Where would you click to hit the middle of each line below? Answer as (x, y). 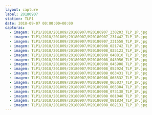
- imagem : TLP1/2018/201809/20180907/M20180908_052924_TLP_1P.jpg (78, 69)
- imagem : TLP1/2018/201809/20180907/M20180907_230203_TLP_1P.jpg (78, 32)
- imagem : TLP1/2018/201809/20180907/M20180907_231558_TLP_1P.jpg (78, 42)
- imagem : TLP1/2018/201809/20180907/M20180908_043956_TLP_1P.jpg (78, 60)
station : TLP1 (20, 19)
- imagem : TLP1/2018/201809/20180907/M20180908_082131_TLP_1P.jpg (78, 105)
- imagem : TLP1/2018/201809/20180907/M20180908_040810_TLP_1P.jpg (78, 55)
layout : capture (22, 10)
